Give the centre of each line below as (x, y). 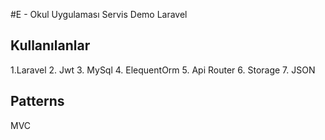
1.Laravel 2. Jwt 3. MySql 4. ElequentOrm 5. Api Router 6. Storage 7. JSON (163, 70)
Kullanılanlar (50, 45)
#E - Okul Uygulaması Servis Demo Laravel (99, 14)
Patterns (37, 101)
